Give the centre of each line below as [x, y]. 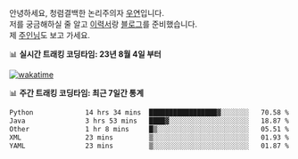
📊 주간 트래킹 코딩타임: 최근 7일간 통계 [77, 93]
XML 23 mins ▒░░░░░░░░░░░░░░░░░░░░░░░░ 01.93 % [149, 137]
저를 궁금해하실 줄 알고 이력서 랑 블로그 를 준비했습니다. [103, 24]
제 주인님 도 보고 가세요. [50, 35]
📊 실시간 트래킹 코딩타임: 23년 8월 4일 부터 [86, 54]
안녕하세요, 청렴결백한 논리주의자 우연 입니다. [87, 13]
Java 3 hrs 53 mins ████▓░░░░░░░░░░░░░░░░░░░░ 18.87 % [149, 121]
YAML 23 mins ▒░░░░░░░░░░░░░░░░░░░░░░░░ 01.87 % [149, 146]
